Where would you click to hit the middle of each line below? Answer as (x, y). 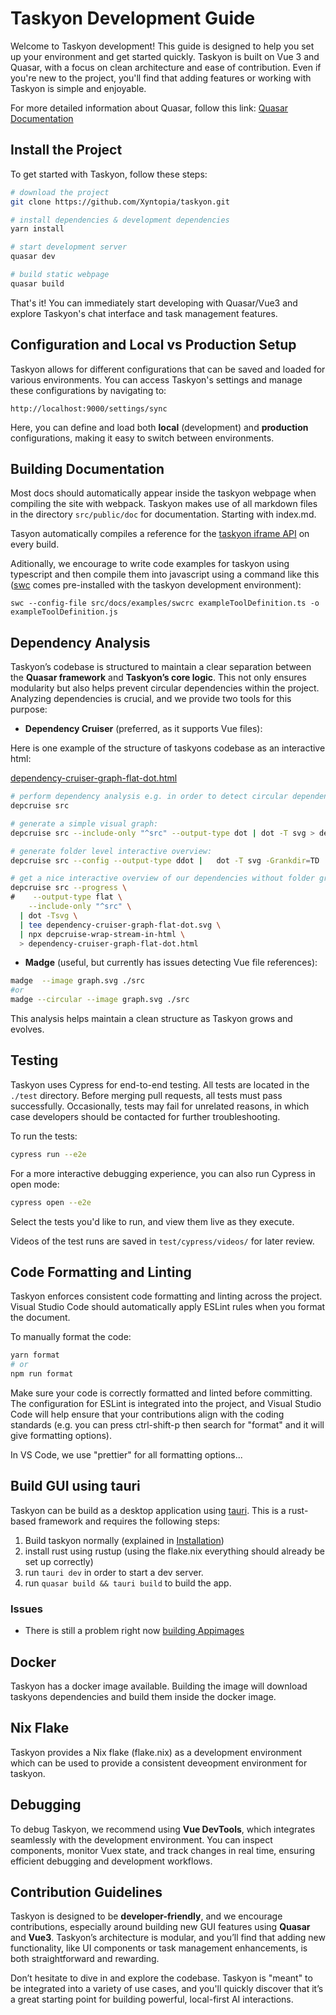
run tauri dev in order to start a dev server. (114, 1572)
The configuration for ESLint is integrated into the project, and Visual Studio (166, 1404)
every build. (35, 544)
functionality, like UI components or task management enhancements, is (159, 1948)
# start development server (69, 247)
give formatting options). (61, 1436)
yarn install (37, 229)
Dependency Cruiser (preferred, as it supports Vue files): (143, 729)
